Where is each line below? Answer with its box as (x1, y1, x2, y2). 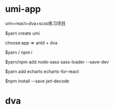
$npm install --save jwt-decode (5, 78, 70, 84)
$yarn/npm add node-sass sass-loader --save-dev (5, 59, 109, 65)
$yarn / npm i (5, 49, 33, 55)
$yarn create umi (5, 30, 40, 36)
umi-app (5, 3, 41, 15)
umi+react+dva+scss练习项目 (5, 20, 66, 26)
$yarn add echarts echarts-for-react (5, 68, 79, 74)
